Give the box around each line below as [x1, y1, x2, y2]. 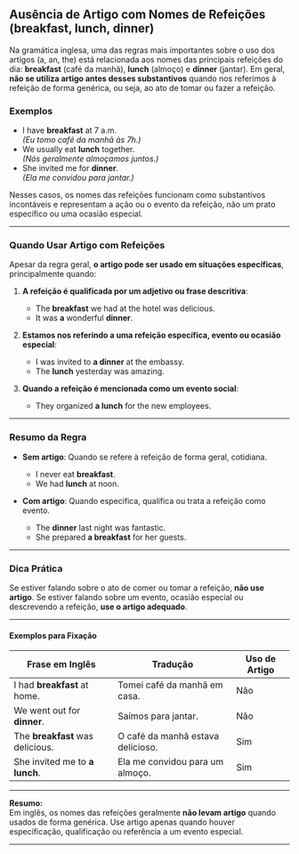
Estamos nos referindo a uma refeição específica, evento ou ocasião [21, 329, 281, 341]
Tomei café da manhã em [117, 679, 224, 691]
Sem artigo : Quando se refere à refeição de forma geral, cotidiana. [21, 451, 268, 462]
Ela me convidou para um [117, 756, 224, 769]
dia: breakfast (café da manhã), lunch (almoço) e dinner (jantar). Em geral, [9, 63, 286, 74]
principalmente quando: [9, 269, 97, 280]
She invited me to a [13, 756, 94, 769]
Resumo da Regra [9, 431, 87, 443]
